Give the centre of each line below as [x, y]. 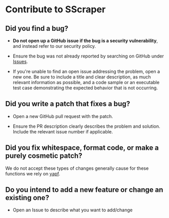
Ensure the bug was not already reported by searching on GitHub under [88, 56]
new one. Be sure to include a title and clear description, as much [82, 77]
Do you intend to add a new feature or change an [84, 190]
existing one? [27, 198]
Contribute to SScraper [56, 9]
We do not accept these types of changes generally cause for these [77, 168]
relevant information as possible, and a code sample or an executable [86, 82]
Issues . [20, 62]
